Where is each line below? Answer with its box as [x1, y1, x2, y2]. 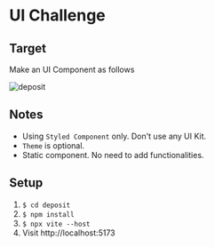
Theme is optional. [21, 139, 85, 151]
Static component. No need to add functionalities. [21, 149, 204, 160]
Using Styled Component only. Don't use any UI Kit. [21, 131, 207, 141]
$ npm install [21, 210, 75, 219]
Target [9, 41, 47, 56]
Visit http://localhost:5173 [21, 227, 115, 238]
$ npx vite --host [21, 219, 91, 228]
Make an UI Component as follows [9, 64, 135, 75]
